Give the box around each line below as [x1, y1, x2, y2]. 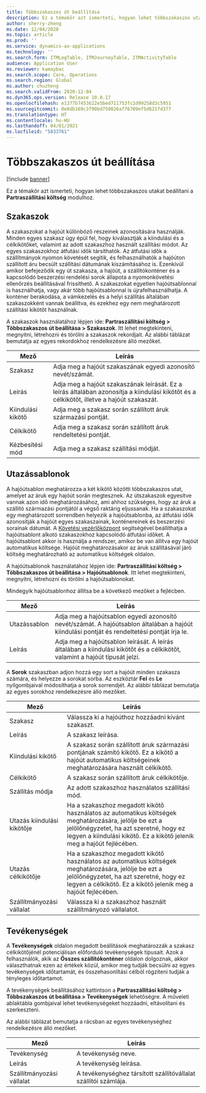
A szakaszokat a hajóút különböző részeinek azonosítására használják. [6, 227, 186, 235]
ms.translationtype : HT [6, 112, 67, 118]
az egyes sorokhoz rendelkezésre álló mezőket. [6, 688, 127, 695]
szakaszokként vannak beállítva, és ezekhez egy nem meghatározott [6, 299, 180, 307]
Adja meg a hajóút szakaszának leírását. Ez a [53, 379, 183, 388]
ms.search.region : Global [6, 77, 72, 83]
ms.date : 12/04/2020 [6, 26, 59, 32]
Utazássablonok [6, 469, 71, 479]
